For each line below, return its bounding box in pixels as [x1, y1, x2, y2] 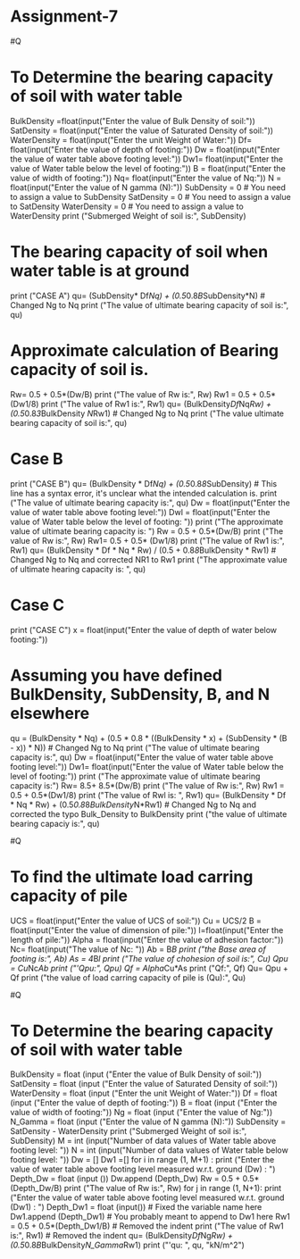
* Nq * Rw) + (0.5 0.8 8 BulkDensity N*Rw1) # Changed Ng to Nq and [10, 799, 257, 810]
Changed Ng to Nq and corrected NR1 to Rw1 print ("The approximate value [10, 554, 288, 564]
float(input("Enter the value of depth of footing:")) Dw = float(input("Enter [10, 144, 280, 154]
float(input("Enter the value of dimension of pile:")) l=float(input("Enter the [10, 924, 284, 935]
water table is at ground [10, 261, 190, 281]
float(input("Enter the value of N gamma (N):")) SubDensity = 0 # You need [10, 181, 287, 193]
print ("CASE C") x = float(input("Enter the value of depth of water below [10, 624, 278, 635]
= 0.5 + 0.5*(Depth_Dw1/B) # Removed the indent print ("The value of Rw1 [10, 1221, 284, 1231]
